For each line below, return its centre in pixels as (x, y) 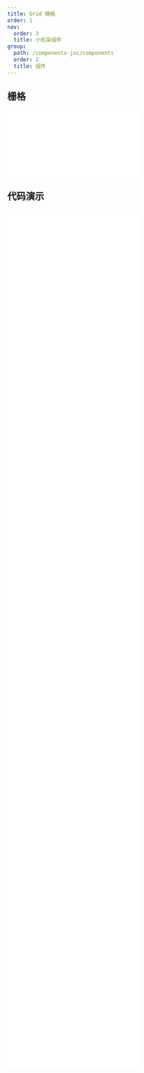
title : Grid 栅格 (31, 14)
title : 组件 (30, 66)
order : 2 (26, 60)
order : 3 (26, 33)
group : (17, 46)
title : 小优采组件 (37, 40)
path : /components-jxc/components (64, 53)
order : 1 (20, 20)
